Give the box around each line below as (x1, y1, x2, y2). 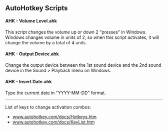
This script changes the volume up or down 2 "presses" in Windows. (5, 29, 146, 35)
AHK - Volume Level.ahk (5, 17, 57, 24)
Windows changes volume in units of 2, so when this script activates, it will (5, 34, 159, 40)
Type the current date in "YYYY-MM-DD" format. (5, 90, 106, 96)
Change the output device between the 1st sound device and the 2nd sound (5, 62, 161, 68)
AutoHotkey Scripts (5, 4, 68, 12)
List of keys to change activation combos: (5, 104, 91, 110)
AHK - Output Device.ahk (5, 51, 59, 57)
